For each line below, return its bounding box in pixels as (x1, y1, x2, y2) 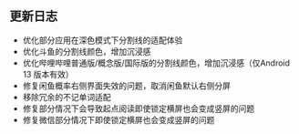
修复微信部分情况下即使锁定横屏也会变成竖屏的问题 (22, 114, 215, 125)
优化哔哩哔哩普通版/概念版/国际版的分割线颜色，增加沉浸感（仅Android (22, 57, 290, 68)
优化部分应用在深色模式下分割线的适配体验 (22, 35, 183, 46)
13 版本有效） (22, 68, 75, 79)
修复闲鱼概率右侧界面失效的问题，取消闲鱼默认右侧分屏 (22, 80, 231, 91)
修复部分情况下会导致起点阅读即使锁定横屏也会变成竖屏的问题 (22, 103, 255, 114)
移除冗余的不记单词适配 (22, 91, 111, 102)
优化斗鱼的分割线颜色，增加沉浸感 (22, 46, 151, 57)
